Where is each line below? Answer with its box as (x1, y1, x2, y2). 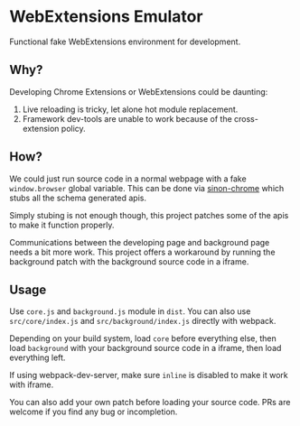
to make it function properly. (9, 219, 115, 230)
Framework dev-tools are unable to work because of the (22, 113, 232, 124)
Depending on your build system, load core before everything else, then (9, 333, 277, 344)
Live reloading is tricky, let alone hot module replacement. (22, 104, 239, 115)
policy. (61, 123, 86, 134)
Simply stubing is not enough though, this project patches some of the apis (9, 209, 289, 220)
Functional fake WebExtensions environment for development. (9, 36, 241, 47)
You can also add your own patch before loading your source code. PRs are (9, 397, 291, 408)
